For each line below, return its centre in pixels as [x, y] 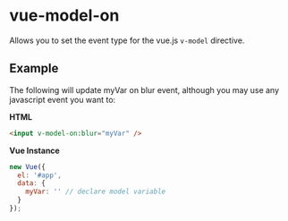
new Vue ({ [28, 166]
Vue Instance [34, 150]
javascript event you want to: [63, 99]
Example [34, 68]
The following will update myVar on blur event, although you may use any [144, 89]
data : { [32, 183]
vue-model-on [64, 16]
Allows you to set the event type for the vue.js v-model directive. [127, 40]
